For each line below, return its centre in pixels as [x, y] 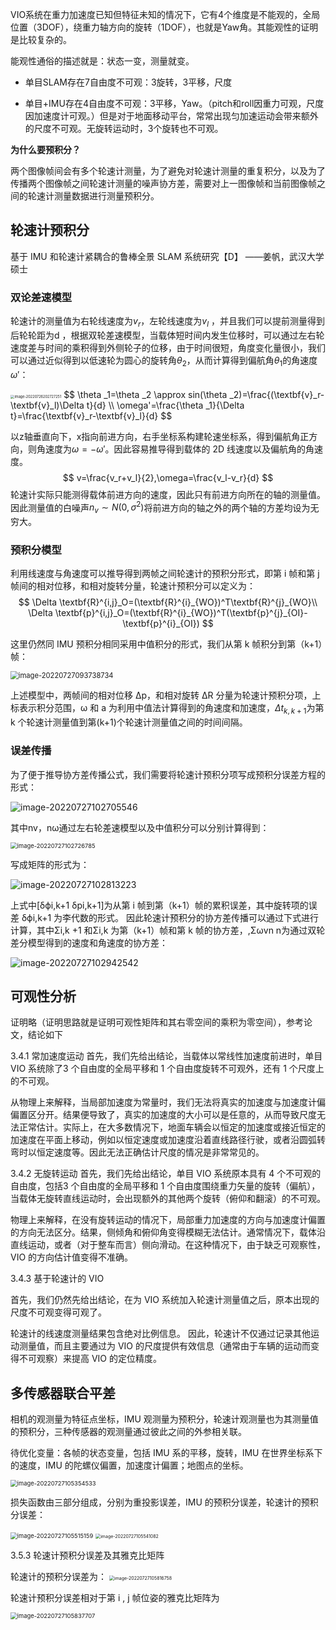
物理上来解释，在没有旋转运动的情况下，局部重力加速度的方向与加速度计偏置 [168, 1220]
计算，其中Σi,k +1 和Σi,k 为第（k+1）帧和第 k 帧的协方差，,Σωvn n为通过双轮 [168, 930]
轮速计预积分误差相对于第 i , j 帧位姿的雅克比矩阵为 [115, 1598]
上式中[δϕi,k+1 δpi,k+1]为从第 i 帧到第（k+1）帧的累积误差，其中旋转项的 [159, 905]
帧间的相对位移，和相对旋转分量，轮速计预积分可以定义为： [133, 586]
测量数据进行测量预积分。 [106, 196]
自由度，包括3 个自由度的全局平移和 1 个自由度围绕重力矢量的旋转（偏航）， [165, 1186]
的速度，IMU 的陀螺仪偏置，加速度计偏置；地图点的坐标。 [129, 1465]
